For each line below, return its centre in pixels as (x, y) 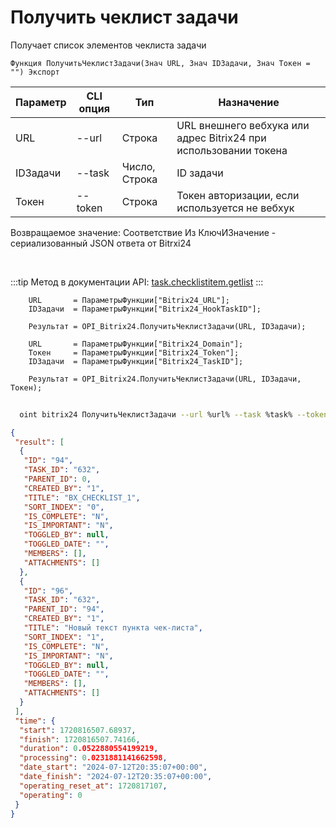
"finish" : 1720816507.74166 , (80, 739)
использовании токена (232, 150)
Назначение (249, 102)
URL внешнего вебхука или (243, 125)
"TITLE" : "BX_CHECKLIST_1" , (82, 497)
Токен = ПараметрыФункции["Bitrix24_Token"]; (134, 352)
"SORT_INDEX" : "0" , (64, 507)
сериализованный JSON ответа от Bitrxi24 (101, 243)
